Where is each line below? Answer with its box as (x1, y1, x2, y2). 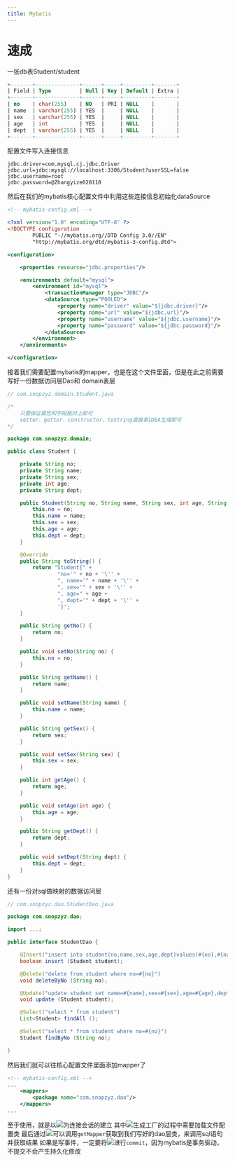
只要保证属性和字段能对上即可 (20, 409, 93, 417)
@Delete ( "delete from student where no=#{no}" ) (20, 970, 161, 978)
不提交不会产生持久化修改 (7, 1147, 81, 1155)
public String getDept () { (20, 828, 99, 835)
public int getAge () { (20, 777, 86, 784)
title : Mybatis (7, 10, 52, 18)
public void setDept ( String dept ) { (20, 854, 127, 861)
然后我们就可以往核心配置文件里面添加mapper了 (7, 1060, 146, 1069)
